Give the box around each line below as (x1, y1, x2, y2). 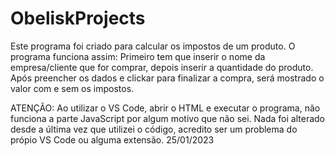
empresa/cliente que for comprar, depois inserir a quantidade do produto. (10, 61, 314, 73)
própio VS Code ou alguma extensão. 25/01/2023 (10, 133, 215, 146)
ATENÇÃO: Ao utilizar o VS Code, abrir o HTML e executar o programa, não (10, 102, 321, 114)
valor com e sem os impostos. (10, 82, 135, 94)
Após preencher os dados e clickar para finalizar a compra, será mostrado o (10, 72, 325, 84)
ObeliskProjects (10, 7, 146, 30)
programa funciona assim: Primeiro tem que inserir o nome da (10, 50, 266, 62)
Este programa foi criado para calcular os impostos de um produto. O (10, 40, 296, 52)
